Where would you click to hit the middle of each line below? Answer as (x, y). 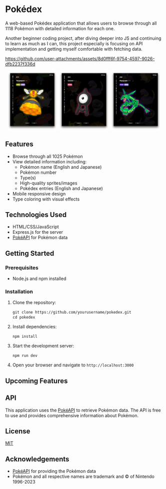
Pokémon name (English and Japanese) (61, 167)
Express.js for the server (38, 232)
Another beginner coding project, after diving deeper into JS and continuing (83, 38)
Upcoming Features (36, 381)
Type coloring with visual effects (46, 199)
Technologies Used (36, 215)
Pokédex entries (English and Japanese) (61, 188)
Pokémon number (38, 172)
